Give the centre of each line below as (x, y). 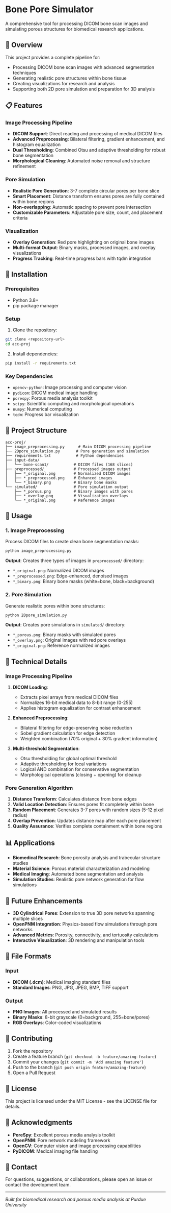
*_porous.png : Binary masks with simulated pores (64, 635)
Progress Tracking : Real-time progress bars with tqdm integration (82, 258)
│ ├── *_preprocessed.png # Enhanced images (59, 478)
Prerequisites (22, 289)
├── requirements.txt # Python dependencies (65, 455)
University (16, 1205)
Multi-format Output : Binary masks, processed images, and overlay (84, 248)
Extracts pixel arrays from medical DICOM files (69, 697)
